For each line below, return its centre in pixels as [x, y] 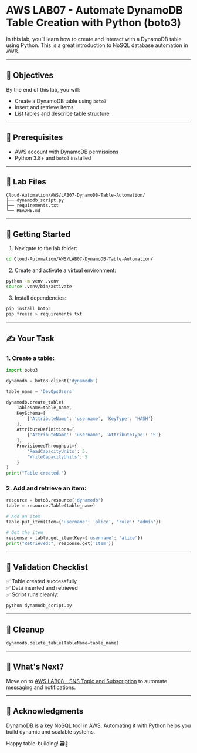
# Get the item [25, 532]
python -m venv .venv [33, 281]
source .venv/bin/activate [39, 286]
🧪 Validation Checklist [47, 567]
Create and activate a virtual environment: [65, 270]
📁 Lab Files [26, 182]
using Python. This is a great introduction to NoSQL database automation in [97, 45]
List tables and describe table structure [62, 113]
